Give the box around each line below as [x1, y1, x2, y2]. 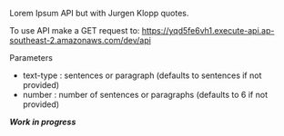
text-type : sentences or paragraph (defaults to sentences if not [22, 70, 262, 81]
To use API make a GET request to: [9, 25, 140, 35]
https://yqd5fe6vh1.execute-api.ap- [141, 25, 275, 35]
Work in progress [9, 117, 76, 127]
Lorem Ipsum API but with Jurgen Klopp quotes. [9, 8, 189, 18]
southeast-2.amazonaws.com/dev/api [9, 35, 152, 45]
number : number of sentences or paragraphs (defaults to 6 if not [22, 90, 269, 100]
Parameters [9, 53, 53, 63]
